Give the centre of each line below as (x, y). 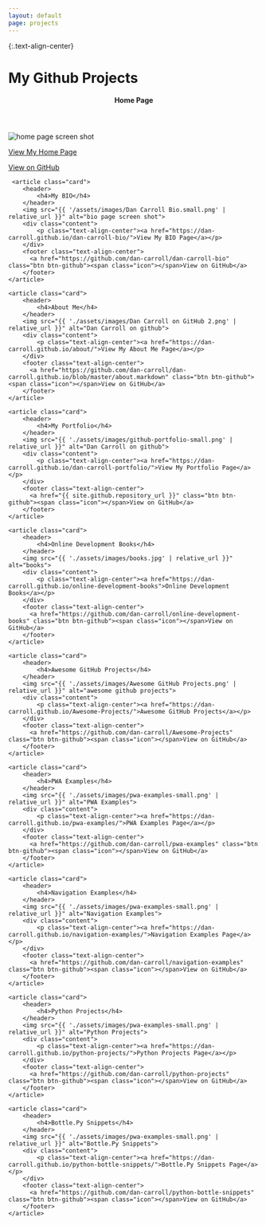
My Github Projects (73, 78)
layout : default (35, 16)
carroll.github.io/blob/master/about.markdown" (89, 378)
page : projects (33, 23)
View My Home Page (43, 152)
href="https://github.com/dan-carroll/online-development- (140, 614)
